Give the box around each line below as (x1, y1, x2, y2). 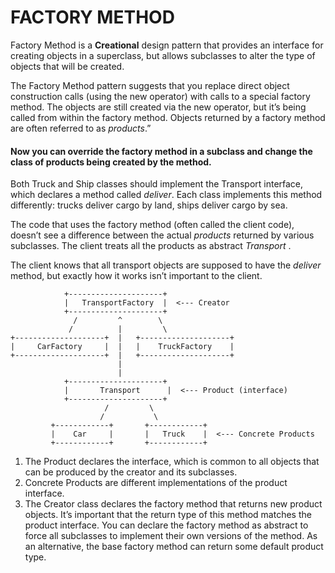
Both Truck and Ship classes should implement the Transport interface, (10, 178, 304, 190)
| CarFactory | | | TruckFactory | (10, 342, 235, 352)
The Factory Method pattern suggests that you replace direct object (10, 79, 290, 91)
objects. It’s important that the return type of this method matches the (24, 509, 312, 521)
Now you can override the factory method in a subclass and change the (10, 145, 313, 157)
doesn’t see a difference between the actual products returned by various (10, 229, 315, 241)
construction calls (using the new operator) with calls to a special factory (10, 90, 311, 102)
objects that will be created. (10, 60, 125, 72)
